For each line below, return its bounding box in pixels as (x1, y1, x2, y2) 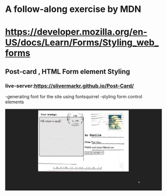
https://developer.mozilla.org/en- (5, 26, 148, 38)
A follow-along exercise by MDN (5, 3, 142, 15)
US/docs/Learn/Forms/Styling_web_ (5, 37, 159, 48)
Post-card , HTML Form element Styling (5, 67, 130, 76)
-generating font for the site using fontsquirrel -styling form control (5, 94, 143, 100)
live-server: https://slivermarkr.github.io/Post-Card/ (5, 82, 134, 89)
